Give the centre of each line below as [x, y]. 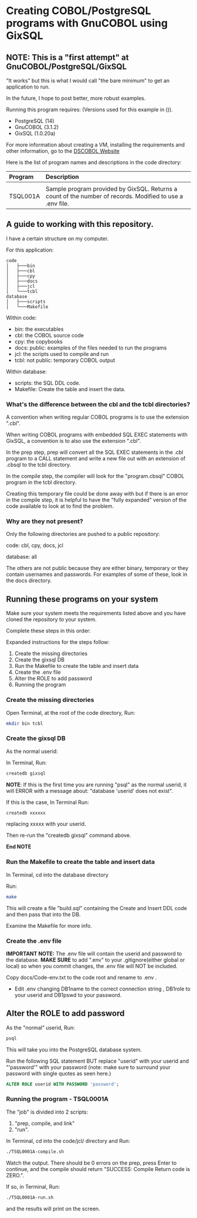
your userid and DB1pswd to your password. [68, 995]
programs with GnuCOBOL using [87, 23]
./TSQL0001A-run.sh [30, 1197]
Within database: [26, 371]
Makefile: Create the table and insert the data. [70, 389]
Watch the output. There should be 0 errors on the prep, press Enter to [91, 1163]
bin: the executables [39, 329]
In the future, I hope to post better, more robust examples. [76, 98]
